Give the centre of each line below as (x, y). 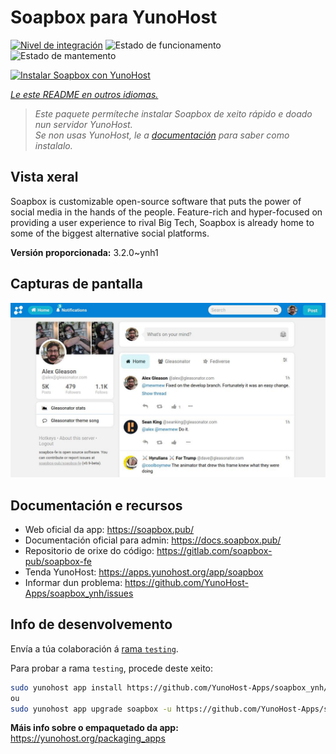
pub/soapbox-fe (58, 561)
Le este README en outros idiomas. (84, 94)
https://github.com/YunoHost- (186, 582)
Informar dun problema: (73, 582)
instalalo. (53, 145)
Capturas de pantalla (76, 284)
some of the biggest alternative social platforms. (110, 233)
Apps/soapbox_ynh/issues (79, 593)
